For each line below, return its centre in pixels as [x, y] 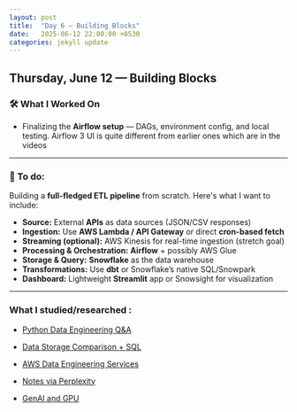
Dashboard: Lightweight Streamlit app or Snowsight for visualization [148, 279]
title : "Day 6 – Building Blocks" [75, 26]
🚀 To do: [27, 176]
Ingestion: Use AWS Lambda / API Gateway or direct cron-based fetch [153, 232]
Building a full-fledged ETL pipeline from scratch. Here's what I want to [140, 196]
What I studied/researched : [71, 310]
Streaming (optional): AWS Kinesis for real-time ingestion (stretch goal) [153, 241]
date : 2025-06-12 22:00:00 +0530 [75, 34]
